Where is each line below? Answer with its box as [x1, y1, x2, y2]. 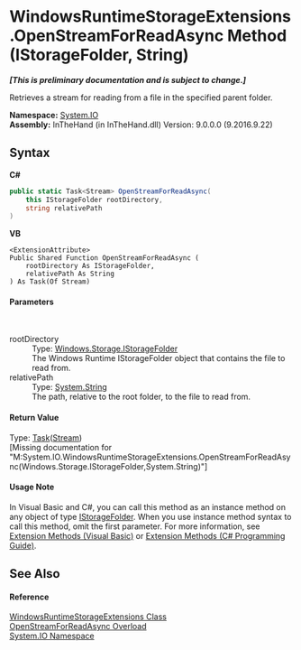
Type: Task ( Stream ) [9, 432, 83, 443]
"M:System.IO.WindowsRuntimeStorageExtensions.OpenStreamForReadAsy [9, 451, 291, 462]
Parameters [9, 296, 54, 307]
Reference [9, 591, 50, 602]
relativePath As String [25, 269, 115, 279]
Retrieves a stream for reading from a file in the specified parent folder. [9, 92, 273, 103]
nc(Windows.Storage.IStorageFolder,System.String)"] [9, 460, 208, 471]
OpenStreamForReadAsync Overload [9, 621, 147, 632]
